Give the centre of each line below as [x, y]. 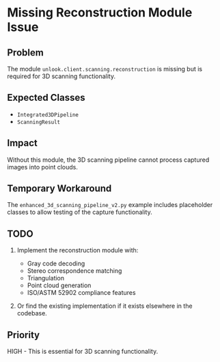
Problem [26, 52]
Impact [22, 143]
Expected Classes [46, 98]
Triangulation [46, 278]
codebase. [32, 313]
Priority [23, 335]
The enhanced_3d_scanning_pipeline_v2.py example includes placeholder [110, 205]
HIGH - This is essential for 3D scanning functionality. [83, 352]
